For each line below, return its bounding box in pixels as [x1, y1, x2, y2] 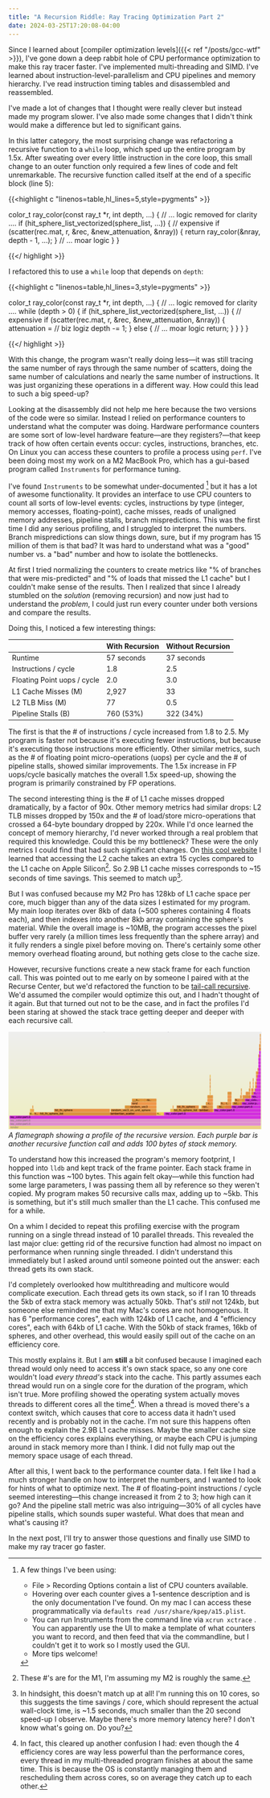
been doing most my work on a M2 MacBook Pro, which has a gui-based [8, 456, 250, 465]
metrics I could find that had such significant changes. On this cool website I [8, 845, 262, 855]
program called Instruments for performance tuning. [8, 464, 182, 474]
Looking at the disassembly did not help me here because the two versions [8, 404, 257, 414]
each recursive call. [8, 1015, 74, 1025]
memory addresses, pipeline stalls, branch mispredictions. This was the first [8, 515, 261, 525]
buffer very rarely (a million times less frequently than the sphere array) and [8, 931, 260, 941]
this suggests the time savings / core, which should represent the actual [19, 1697, 259, 1706]
